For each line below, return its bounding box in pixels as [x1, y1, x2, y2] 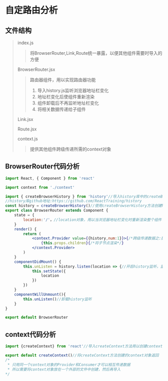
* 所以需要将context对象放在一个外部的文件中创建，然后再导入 [7, 367, 121, 372]
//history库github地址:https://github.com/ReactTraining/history [5, 199, 142, 204]
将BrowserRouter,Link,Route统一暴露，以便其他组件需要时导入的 [29, 50, 162, 56]
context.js [17, 136, 38, 142]
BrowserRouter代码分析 [5, 162, 80, 171]
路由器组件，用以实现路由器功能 [29, 77, 96, 83]
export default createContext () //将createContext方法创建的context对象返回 [5, 353, 159, 358]
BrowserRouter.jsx [17, 66, 55, 72]
